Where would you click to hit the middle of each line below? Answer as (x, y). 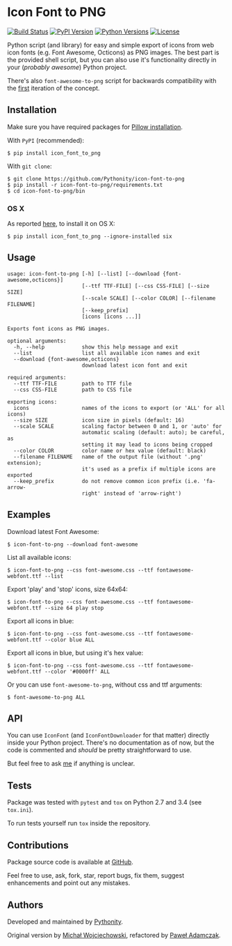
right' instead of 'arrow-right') (132, 493)
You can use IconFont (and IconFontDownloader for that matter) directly (108, 735)
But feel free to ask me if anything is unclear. (71, 763)
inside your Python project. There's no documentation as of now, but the (111, 742)
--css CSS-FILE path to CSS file (73, 390)
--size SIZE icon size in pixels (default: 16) (99, 420)
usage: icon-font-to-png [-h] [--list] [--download (83, 274)
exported (20, 475)
